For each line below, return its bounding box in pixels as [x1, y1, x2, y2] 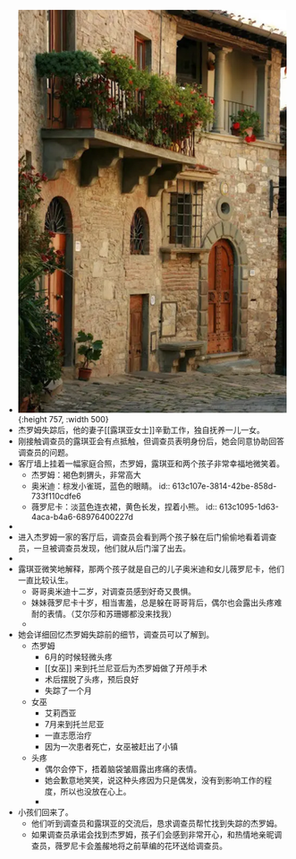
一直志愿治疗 [44, 730, 92, 741]
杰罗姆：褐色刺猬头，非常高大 [30, 470, 141, 481]
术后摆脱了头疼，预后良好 [44, 674, 140, 685]
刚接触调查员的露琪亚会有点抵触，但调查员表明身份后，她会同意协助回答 [17, 436, 284, 447]
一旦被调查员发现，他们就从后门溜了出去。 [33, 543, 190, 554]
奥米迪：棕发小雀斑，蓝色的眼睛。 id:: [30, 481, 171, 491]
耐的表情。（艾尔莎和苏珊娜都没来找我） [30, 609, 177, 620]
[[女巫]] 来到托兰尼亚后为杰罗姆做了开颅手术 [44, 663, 207, 673]
